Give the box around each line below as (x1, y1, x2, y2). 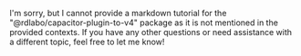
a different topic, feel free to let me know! (9, 36, 165, 47)
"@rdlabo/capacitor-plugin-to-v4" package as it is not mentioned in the (9, 17, 278, 28)
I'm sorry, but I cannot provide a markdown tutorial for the (9, 8, 227, 18)
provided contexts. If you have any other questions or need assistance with (9, 27, 293, 37)
